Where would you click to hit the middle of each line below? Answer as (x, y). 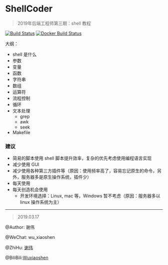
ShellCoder (29, 9)
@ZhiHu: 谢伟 (19, 248)
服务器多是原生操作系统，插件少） (56, 177)
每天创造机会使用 (30, 190)
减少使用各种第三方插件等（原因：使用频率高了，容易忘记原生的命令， (85, 171)
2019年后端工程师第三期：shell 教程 (54, 23)
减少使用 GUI (26, 165)
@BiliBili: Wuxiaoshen (27, 258)
